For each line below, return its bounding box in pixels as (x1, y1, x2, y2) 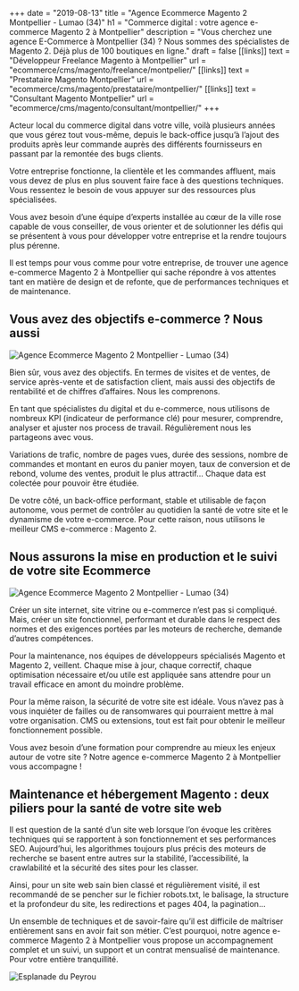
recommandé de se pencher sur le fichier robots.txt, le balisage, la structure (9, 889, 289, 900)
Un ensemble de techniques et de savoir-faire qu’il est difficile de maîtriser (9, 916, 284, 927)
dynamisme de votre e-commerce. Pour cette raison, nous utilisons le (9, 513, 266, 524)
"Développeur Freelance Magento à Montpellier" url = (9, 55, 207, 65)
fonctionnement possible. (9, 724, 104, 735)
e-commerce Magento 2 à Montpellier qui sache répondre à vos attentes (9, 267, 277, 277)
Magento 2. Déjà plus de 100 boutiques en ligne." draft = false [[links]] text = (9, 46, 291, 56)
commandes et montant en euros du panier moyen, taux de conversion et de (9, 458, 291, 469)
